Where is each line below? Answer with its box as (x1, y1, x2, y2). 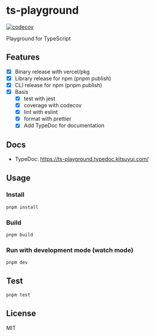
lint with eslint (23, 109, 58, 116)
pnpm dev (6, 260, 28, 266)
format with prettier (23, 115, 72, 122)
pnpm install (6, 204, 39, 210)
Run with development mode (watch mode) (6, 246, 134, 254)
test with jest (23, 95, 55, 102)
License (6, 309, 36, 319)
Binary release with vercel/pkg (14, 68, 90, 75)
